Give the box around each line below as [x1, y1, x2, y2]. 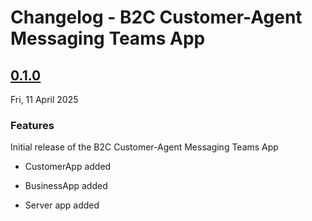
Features [10, 118, 55, 132]
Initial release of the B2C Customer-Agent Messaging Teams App [10, 141, 279, 153]
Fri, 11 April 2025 [10, 94, 79, 105]
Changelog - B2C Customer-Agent [10, 6, 303, 29]
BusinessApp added [24, 180, 108, 192]
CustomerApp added [24, 161, 112, 173]
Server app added [24, 199, 100, 211]
